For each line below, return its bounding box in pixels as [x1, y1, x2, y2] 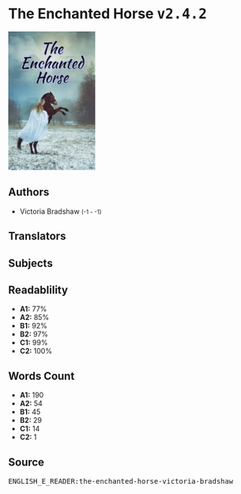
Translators [8, 230, 66, 243]
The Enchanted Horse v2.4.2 [8, 5, 208, 23]
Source [8, 455, 45, 469]
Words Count [8, 369, 75, 382]
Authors [8, 185, 50, 199]
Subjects [8, 256, 53, 270]
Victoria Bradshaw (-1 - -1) [19, 207, 102, 216]
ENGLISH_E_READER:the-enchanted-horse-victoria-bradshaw [8, 477, 234, 485]
